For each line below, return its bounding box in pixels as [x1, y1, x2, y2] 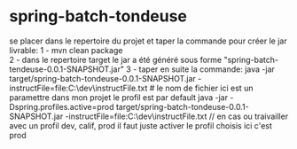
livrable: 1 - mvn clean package [9, 44, 123, 55]
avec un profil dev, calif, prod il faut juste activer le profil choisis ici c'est [9, 120, 273, 130]
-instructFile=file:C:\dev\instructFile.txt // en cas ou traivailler [65, 111, 289, 122]
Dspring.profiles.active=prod [9, 101, 114, 112]
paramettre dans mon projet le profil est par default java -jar [9, 91, 229, 103]
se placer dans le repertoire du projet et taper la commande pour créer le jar [9, 35, 287, 46]
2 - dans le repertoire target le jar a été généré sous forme [9, 54, 223, 65]
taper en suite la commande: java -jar [138, 64, 275, 74]
